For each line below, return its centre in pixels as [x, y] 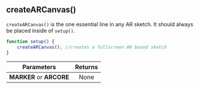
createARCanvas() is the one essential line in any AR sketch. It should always [100, 24]
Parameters [39, 67]
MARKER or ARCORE [39, 77]
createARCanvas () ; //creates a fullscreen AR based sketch [92, 47]
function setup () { [30, 41]
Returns [87, 67]
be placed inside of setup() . [41, 30]
